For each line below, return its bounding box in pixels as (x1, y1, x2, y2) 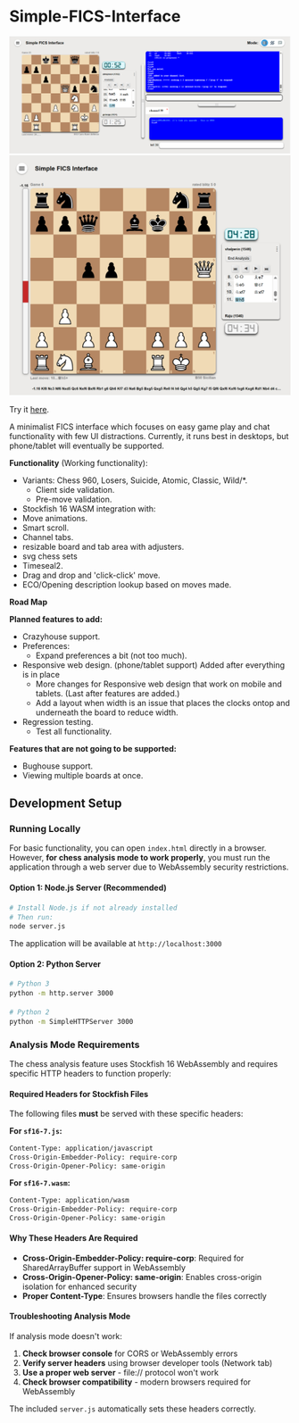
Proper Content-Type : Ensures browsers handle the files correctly (21, 1290, 268, 1301)
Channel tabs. (21, 531, 74, 542)
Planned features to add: (9, 613, 103, 624)
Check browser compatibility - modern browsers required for (21, 1377, 252, 1387)
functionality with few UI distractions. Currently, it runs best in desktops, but (9, 430, 289, 441)
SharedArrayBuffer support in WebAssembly (21, 1261, 186, 1273)
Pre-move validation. (35, 494, 112, 504)
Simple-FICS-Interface (9, 6, 181, 27)
